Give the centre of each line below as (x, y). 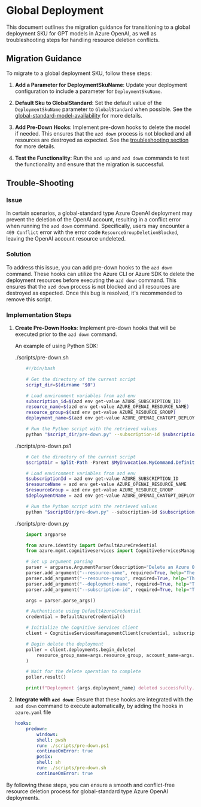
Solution (19, 254)
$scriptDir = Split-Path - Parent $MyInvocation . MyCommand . (101, 463)
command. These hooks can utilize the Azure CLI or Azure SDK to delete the (100, 274)
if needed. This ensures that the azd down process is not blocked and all (103, 133)
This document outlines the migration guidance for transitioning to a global (98, 27)
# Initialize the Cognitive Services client (82, 628)
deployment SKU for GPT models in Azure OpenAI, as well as (81, 33)
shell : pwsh (51, 740)
